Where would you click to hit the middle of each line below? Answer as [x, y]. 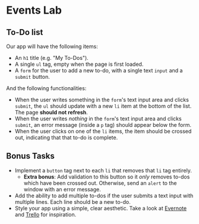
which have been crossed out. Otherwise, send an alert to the [100, 183]
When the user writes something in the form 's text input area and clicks [102, 100]
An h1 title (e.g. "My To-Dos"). [52, 58]
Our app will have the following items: [52, 46]
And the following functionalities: [46, 88]
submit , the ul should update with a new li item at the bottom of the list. [103, 106]
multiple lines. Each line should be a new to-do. [72, 201]
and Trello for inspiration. [45, 215]
